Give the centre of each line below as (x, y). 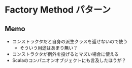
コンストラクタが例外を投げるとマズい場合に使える (65, 54)
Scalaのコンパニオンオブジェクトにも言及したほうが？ (69, 60)
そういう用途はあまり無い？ (49, 48)
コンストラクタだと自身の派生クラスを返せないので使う (70, 41)
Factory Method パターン (58, 10)
